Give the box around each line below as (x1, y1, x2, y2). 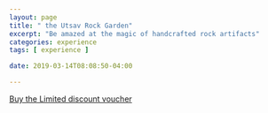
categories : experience (9, 37, 98, 47)
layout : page (9, 12, 58, 22)
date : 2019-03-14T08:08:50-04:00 (9, 62, 133, 71)
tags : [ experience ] (9, 46, 90, 55)
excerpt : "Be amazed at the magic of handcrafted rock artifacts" (9, 29, 260, 38)
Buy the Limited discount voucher (9, 94, 133, 104)
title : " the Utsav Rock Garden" (9, 21, 133, 30)
